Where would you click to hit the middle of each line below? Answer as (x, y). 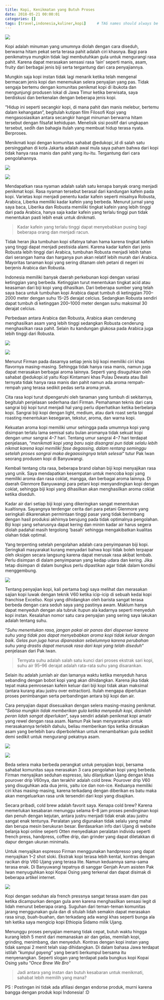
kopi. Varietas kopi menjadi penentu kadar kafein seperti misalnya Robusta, (81, 197)
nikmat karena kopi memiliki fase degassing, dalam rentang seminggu (76, 448)
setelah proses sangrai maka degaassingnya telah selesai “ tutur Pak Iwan (80, 454)
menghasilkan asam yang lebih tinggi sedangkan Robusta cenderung (74, 323)
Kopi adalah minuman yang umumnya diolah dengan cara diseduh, (72, 47)
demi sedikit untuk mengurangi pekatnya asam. (53, 737)
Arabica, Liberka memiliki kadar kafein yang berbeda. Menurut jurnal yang (80, 202)
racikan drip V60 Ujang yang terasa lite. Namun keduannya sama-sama (77, 862)
